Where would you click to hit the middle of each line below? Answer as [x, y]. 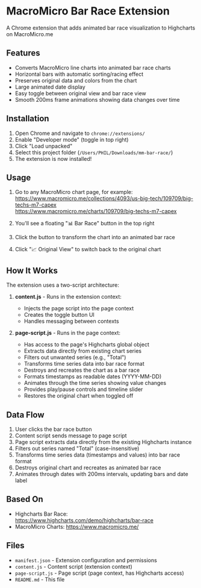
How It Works [32, 270]
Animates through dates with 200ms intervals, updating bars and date [101, 474]
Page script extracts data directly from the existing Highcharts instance [103, 442]
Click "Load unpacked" [44, 146]
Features [23, 53]
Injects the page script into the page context [79, 308]
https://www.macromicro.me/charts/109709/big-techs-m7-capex [96, 211]
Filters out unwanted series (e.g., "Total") [75, 357]
